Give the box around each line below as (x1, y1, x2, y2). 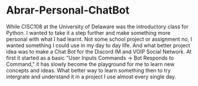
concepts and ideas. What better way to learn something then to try (6, 67, 171, 74)
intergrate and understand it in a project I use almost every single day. (6, 73, 176, 80)
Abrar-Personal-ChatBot (6, 4, 130, 17)
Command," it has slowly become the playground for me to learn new (6, 60, 175, 68)
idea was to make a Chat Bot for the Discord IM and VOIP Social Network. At (6, 48, 192, 55)
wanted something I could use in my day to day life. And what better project (6, 42, 190, 49)
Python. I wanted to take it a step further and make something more (6, 29, 171, 36)
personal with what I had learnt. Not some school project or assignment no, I (6, 35, 192, 42)
